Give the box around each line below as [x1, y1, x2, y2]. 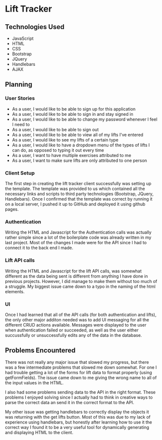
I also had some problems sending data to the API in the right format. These [5, 389, 156, 395]
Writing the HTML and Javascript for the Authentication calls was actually [5, 229, 152, 236]
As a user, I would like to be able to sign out [12, 126, 99, 132]
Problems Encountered [5, 346, 76, 355]
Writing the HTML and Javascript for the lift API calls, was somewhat [5, 268, 142, 274]
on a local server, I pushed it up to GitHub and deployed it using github [5, 201, 146, 207]
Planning [5, 80, 32, 89]
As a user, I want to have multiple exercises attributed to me [12, 152, 132, 158]
